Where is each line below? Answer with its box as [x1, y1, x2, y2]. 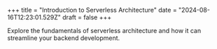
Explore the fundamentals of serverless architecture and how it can [7, 27, 202, 35]
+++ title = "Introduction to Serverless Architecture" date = [7, 6, 177, 14]
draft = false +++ [62, 13, 112, 21]
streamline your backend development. [7, 34, 120, 42]
